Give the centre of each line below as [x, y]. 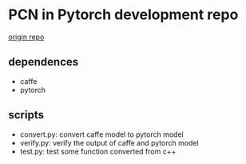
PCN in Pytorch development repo [123, 15]
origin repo [26, 37]
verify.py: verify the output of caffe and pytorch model [109, 142]
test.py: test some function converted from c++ [98, 151]
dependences [44, 62]
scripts [26, 115]
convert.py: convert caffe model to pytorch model [101, 134]
